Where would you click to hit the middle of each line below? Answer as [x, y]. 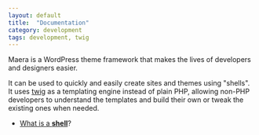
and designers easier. [43, 68]
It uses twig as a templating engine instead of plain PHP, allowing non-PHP [129, 92]
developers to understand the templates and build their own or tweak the [126, 100]
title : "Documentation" [49, 23]
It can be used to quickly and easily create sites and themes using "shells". [129, 83]
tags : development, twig [49, 37]
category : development [45, 30]
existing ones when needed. [54, 108]
